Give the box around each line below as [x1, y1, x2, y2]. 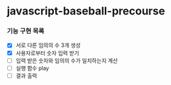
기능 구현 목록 [7, 27, 45, 36]
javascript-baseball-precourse [7, 4, 166, 18]
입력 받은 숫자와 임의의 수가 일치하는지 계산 [15, 57, 118, 64]
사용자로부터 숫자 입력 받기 [15, 49, 79, 57]
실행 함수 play [15, 65, 49, 72]
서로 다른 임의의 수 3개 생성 [15, 42, 81, 49]
